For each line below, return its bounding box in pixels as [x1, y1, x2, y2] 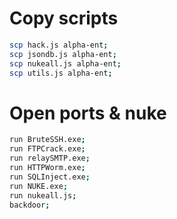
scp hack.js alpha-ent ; [9, 40, 109, 50]
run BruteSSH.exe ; [9, 135, 86, 145]
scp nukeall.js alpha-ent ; [9, 58, 122, 69]
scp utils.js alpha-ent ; [9, 68, 113, 78]
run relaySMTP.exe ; [9, 153, 91, 164]
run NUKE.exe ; [9, 181, 69, 191]
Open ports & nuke [9, 102, 167, 124]
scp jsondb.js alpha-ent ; [9, 49, 117, 59]
